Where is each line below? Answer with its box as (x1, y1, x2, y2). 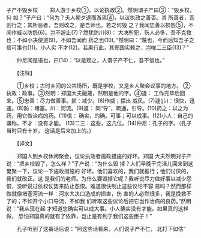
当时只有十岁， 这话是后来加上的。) (6, 127, 92, 134)
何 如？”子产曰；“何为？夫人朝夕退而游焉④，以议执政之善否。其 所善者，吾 (6, 14, 195, 21)
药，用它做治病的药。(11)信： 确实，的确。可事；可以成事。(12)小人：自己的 (6, 112, 193, 119)
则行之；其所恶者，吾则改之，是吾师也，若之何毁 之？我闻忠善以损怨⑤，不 (6, 22, 194, 28)
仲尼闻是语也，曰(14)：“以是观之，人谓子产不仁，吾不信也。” (16, 57, 165, 64)
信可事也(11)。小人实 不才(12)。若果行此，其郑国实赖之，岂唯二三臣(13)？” (6, 44, 189, 51)
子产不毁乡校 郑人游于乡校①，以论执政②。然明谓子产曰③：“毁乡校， (6, 7, 195, 13)
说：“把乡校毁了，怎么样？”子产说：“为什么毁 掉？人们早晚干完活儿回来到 (6, 160, 188, 167)
